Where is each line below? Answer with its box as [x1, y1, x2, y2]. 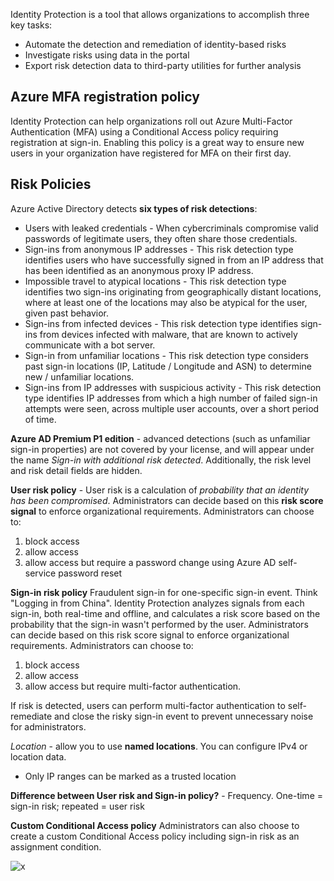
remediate [10, 710, 53, 722]
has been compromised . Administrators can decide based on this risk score [10, 494, 324, 506]
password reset [58, 567, 123, 579]
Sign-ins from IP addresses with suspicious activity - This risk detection [24, 381, 322, 393]
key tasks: [10, 19, 53, 31]
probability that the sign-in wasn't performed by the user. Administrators [10, 618, 309, 630]
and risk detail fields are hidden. [10, 464, 143, 476]
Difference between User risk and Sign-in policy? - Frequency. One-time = [10, 789, 323, 801]
